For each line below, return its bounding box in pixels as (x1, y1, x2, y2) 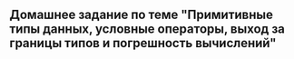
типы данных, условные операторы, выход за (9, 22, 286, 37)
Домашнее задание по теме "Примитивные (9, 7, 274, 23)
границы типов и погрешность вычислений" (9, 35, 277, 51)
